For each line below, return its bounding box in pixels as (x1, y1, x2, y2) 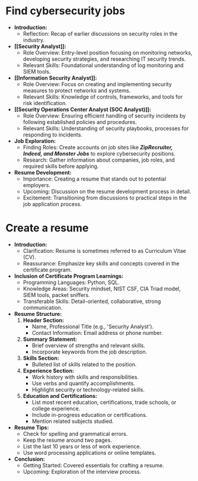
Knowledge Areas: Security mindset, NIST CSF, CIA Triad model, (23, 285, 181, 292)
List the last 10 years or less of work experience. (23, 442, 142, 450)
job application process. (23, 200, 82, 207)
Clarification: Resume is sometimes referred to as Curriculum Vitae (23, 247, 186, 254)
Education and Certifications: (23, 392, 97, 399)
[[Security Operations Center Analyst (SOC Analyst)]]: (14, 106, 152, 113)
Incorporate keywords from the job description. (31, 348, 148, 355)
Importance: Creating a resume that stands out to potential (23, 175, 167, 182)
